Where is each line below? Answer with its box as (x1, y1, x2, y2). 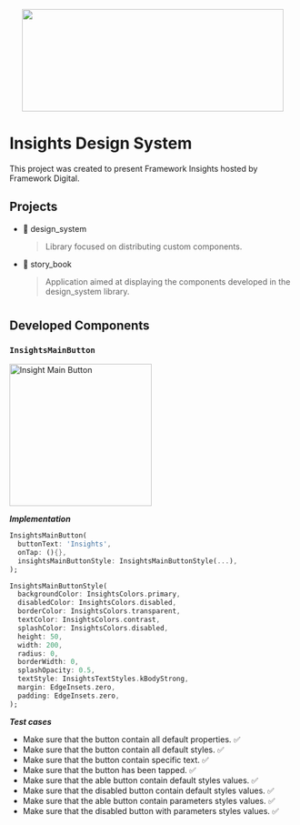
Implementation (9, 514, 71, 525)
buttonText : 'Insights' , (17, 539, 112, 549)
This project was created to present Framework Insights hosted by (9, 163, 258, 174)
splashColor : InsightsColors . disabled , (17, 623, 169, 632)
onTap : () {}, (17, 548, 67, 557)
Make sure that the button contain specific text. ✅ (22, 754, 209, 765)
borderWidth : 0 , (17, 658, 79, 667)
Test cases (9, 716, 52, 727)
